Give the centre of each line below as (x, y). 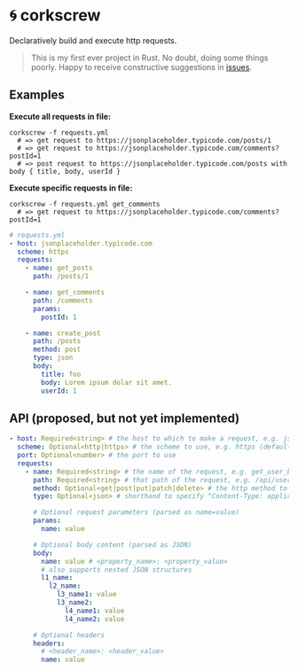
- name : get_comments (65, 293)
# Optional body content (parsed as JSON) (112, 545)
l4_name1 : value (95, 611)
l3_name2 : (74, 603)
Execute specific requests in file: (71, 188)
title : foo (61, 374)
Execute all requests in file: (60, 116)
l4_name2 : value (95, 619)
